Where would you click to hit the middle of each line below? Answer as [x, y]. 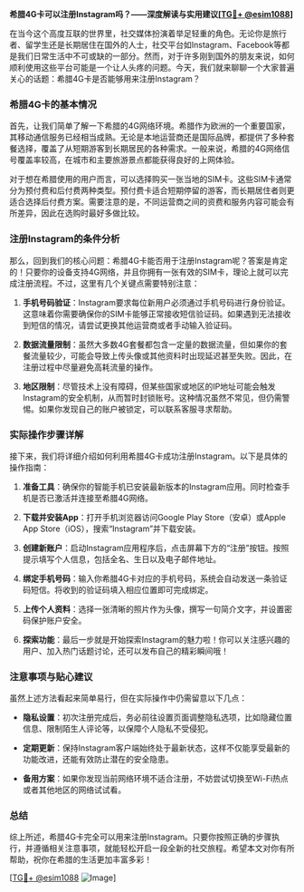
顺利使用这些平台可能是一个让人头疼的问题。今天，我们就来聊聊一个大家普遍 [152, 68]
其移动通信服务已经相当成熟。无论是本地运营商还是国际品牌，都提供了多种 [148, 137]
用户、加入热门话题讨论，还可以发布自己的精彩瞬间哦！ [125, 651]
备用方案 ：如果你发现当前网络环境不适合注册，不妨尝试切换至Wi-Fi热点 [156, 779]
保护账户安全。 [58, 620]
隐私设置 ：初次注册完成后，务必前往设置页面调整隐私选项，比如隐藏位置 [157, 717]
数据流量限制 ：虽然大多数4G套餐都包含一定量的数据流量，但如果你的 [151, 344]
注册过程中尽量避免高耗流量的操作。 [90, 367]
